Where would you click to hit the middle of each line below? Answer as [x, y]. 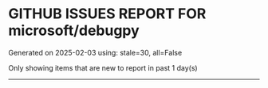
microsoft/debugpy [74, 31]
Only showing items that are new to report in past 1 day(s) [103, 67]
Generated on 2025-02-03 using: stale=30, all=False [95, 52]
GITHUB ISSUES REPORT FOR [107, 14]
